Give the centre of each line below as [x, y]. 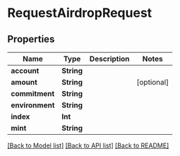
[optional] [153, 82]
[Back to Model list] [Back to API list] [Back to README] [88, 145]
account [25, 71]
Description [109, 59]
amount [24, 82]
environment [33, 105]
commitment [33, 94]
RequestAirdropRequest [80, 13]
